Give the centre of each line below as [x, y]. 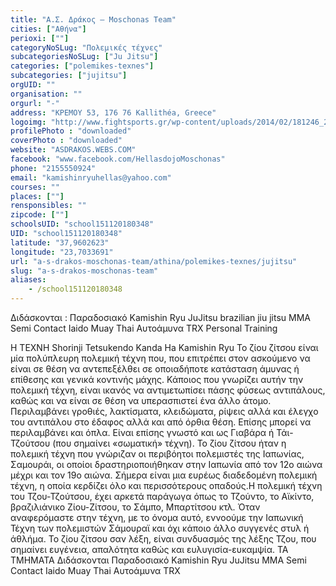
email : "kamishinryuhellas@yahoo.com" [91, 177]
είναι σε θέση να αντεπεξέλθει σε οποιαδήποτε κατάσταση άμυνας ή [155, 369]
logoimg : [28, 122]
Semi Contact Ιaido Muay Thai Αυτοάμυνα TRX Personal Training [144, 328]
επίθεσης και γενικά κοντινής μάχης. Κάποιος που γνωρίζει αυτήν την [157, 379]
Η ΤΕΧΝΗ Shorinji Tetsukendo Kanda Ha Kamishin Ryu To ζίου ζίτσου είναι [164, 347]
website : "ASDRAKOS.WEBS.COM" [73, 150]
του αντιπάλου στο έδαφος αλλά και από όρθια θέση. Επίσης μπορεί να [161, 422]
